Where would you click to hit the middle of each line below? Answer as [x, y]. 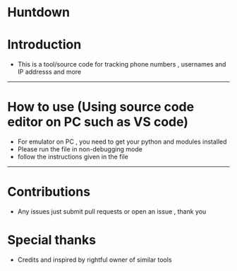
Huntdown [39, 12]
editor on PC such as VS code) [98, 122]
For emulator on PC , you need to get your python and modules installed [122, 142]
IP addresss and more [49, 72]
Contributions [49, 192]
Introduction [44, 45]
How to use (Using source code [101, 107]
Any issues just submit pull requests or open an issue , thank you [112, 212]
